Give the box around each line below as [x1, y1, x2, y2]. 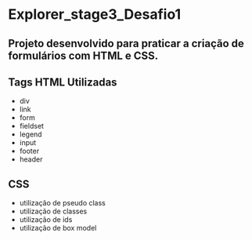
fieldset [19, 122, 45, 131]
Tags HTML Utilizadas [8, 75, 117, 89]
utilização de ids [19, 215, 73, 224]
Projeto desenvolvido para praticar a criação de [8, 37, 244, 50]
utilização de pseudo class [19, 198, 106, 208]
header [19, 155, 43, 164]
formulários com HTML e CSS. [8, 49, 159, 62]
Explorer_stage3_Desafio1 [8, 5, 182, 24]
